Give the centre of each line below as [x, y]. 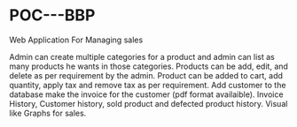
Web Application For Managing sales [76, 40]
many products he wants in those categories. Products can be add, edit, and [148, 66]
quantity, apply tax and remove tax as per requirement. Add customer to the [148, 85]
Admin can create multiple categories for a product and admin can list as [142, 56]
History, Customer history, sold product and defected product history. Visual [148, 103]
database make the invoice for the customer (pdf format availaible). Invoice [146, 94]
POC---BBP [52, 15]
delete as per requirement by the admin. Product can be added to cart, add [146, 75]
